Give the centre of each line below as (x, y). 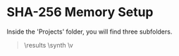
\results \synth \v (48, 45)
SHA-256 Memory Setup (80, 12)
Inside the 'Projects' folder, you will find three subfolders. (89, 31)
